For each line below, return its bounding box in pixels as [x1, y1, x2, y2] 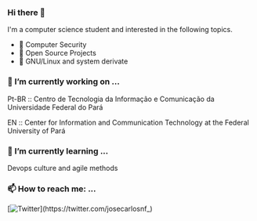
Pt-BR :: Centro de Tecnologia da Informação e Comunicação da [7, 94, 215, 103]
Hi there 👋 [7, 7, 46, 18]
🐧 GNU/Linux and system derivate [18, 56, 128, 66]
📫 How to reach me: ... [7, 183, 96, 194]
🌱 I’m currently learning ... [7, 145, 109, 156]
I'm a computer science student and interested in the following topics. [7, 25, 233, 34]
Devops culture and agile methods [7, 163, 118, 172]
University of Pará [7, 125, 66, 136]
